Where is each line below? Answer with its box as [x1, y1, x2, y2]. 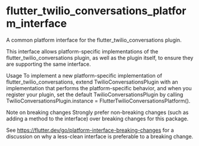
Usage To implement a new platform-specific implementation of [6, 72, 162, 79]
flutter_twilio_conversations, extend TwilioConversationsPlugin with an [6, 78, 178, 85]
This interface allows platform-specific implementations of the [6, 47, 159, 55]
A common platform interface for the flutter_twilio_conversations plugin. [6, 36, 182, 43]
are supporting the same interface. [6, 61, 91, 68]
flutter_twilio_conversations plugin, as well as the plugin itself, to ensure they [6, 54, 194, 61]
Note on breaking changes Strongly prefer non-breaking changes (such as [6, 109, 189, 116]
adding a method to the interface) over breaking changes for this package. [6, 115, 189, 122]
